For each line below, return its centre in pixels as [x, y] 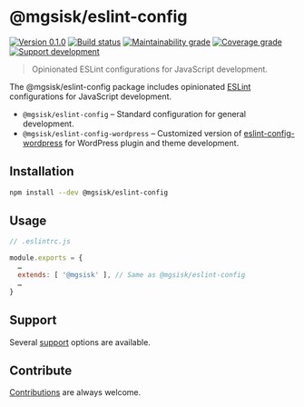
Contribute [41, 370]
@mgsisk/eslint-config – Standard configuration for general [134, 114]
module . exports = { [46, 258]
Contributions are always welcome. [75, 392]
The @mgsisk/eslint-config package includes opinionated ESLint [130, 86]
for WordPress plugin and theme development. [152, 143]
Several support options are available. [80, 342]
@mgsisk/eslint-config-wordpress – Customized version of [132, 133]
